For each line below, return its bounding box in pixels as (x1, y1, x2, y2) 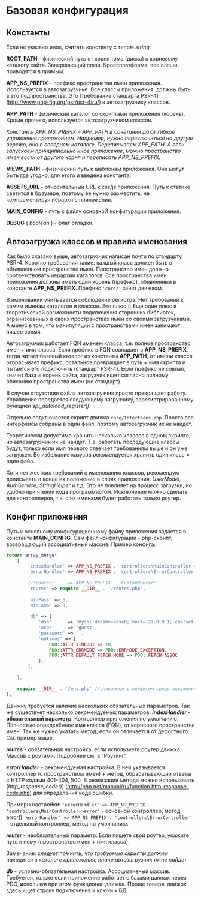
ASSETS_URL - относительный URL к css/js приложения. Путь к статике (6, 184, 190, 190)
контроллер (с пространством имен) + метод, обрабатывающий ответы (6, 770, 191, 777)
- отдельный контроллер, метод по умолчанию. (6, 820, 129, 827)
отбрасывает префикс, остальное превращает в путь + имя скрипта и (6, 358, 186, 366)
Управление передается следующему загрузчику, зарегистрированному (6, 395, 194, 403)
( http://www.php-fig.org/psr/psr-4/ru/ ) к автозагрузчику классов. (6, 98, 170, 106)
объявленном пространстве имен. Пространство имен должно (6, 265, 169, 272)
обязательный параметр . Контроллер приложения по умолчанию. (6, 715, 179, 722)
